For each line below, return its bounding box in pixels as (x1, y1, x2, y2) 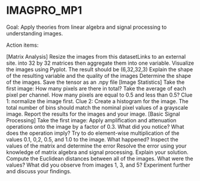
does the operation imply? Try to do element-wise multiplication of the (6, 129, 180, 137)
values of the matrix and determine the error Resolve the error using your (6, 142, 187, 149)
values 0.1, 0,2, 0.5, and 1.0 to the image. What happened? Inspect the (6, 135, 178, 143)
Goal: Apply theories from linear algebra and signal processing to (6, 23, 167, 31)
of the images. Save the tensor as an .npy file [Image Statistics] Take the (6, 79, 185, 86)
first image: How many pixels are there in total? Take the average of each (6, 85, 187, 92)
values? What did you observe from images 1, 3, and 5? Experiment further (6, 161, 190, 168)
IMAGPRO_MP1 (6, 4, 83, 17)
